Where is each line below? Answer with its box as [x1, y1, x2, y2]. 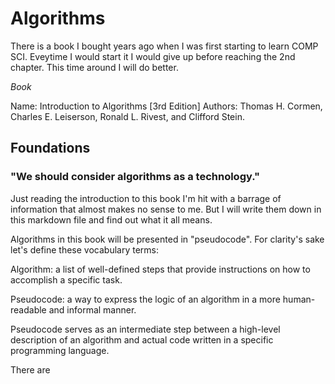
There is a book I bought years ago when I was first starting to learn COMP [10, 40, 319, 52]
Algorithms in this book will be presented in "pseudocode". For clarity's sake [10, 233, 325, 245]
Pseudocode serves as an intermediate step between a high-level [10, 323, 281, 335]
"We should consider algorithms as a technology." [10, 170, 261, 184]
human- [282, 293, 316, 305]
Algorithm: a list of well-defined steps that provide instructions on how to [10, 263, 311, 275]
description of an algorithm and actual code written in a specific [10, 333, 274, 346]
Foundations [10, 140, 91, 157]
